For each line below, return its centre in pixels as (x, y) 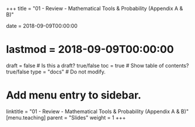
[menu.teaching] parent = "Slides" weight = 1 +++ (66, 117)
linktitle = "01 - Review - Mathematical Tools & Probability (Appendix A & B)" (97, 111)
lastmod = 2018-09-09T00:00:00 (90, 50)
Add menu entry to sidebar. (74, 95)
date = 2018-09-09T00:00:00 (42, 26)
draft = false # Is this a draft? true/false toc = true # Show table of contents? (97, 65)
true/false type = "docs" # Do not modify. (56, 72)
